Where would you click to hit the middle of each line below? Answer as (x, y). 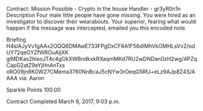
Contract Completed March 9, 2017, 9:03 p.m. (63, 101)
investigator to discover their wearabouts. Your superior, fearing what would (101, 21)
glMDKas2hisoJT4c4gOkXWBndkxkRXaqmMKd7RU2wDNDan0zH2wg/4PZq (102, 59)
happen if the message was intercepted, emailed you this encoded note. (96, 28)
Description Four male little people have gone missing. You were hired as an (101, 15)
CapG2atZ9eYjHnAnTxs (36, 65)
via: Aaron (32, 78)
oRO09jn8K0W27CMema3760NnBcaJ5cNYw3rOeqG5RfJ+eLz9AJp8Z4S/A (101, 71)
